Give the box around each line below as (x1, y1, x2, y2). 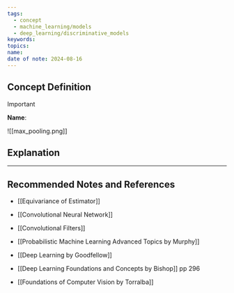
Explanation (7, 147, 61, 159)
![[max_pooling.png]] (7, 127, 68, 135)
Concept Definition (7, 81, 92, 93)
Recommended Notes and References (7, 178, 175, 190)
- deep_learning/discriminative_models (13, 29, 130, 37)
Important (7, 100, 36, 108)
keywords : (7, 36, 36, 43)
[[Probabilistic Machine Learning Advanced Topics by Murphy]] (17, 237, 200, 246)
